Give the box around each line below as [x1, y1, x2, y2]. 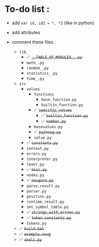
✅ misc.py [26, 166, 47, 172]
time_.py [26, 76, 45, 81]
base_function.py [41, 97, 77, 102]
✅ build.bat [19, 225, 44, 231]
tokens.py [26, 221, 47, 226]
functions [33, 92, 54, 97]
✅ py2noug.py [33, 129, 61, 135]
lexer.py [26, 162, 45, 167]
